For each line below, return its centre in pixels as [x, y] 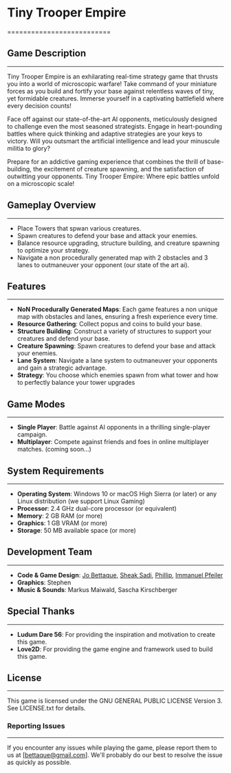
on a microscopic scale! [41, 183]
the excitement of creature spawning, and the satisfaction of [119, 169]
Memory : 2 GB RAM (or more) [60, 516]
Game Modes [36, 404]
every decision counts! [40, 105]
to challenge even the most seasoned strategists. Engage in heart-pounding [114, 126]
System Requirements [56, 470]
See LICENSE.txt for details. [46, 708]
